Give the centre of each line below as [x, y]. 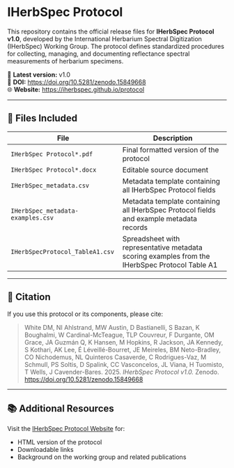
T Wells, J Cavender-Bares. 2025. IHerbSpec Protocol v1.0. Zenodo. [122, 372]
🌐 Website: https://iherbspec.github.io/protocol [76, 89]
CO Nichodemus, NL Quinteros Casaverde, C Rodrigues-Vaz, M [115, 357]
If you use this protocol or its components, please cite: [85, 314]
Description [173, 138]
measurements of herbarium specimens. [65, 61]
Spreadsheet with [151, 239]
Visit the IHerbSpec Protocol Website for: [66, 429]
